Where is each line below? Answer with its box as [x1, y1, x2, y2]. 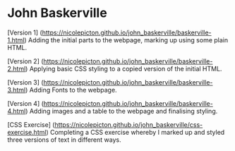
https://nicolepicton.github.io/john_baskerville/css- [54, 120, 203, 128]
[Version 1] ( [7, 28, 42, 37]
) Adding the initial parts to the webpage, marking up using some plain [24, 35, 229, 44]
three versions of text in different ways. [7, 135, 121, 144]
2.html [7, 64, 26, 73]
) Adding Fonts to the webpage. [25, 85, 118, 94]
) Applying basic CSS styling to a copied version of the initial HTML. [25, 64, 222, 73]
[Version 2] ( [7, 56, 44, 65]
